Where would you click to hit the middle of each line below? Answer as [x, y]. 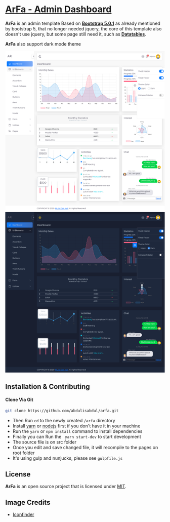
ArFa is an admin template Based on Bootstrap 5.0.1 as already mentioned [83, 23]
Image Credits [28, 502]
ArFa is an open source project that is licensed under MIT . [66, 487]
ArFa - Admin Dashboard [58, 9]
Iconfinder [23, 514]
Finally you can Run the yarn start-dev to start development [77, 437]
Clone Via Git [19, 399]
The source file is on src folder [45, 442]
